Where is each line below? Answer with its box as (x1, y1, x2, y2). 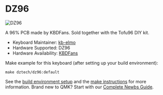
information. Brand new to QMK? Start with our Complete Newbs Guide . (5, 84, 154, 90)
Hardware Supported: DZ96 (12, 44, 70, 51)
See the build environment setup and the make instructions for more (5, 78, 147, 84)
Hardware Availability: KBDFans (12, 50, 78, 56)
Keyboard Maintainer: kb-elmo (12, 39, 76, 45)
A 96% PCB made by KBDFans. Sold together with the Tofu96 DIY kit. (5, 29, 149, 35)
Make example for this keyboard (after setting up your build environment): (5, 60, 158, 66)
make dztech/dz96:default (5, 69, 59, 75)
